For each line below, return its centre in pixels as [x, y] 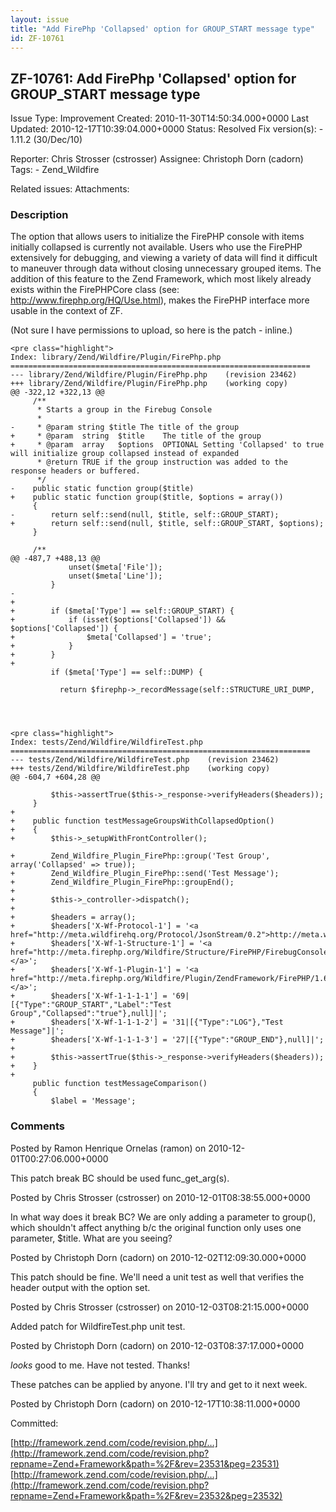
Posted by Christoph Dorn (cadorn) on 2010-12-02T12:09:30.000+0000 [158, 1257]
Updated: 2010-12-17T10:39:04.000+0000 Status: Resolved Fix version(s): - [167, 129]
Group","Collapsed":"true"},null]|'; [89, 1014]
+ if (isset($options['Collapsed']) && [118, 620]
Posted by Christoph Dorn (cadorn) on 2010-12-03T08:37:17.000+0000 [157, 1345]
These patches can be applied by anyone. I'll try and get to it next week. [159, 1384]
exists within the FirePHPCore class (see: [95, 290]
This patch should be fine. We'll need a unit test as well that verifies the [157, 1277]
